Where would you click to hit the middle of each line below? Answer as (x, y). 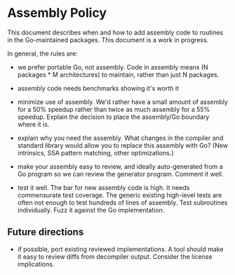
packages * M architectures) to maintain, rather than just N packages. (118, 75)
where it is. (33, 124)
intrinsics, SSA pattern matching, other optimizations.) (95, 153)
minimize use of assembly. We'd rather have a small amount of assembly (122, 102)
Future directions (46, 232)
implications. (36, 264)
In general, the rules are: (43, 53)
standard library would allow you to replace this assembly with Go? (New (122, 145)
